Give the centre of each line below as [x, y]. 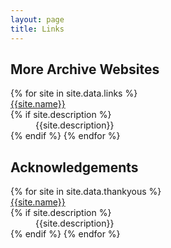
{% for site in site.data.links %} [74, 93]
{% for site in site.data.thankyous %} [86, 192]
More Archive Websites [85, 69]
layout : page [37, 19]
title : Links [37, 29]
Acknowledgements [74, 167]
